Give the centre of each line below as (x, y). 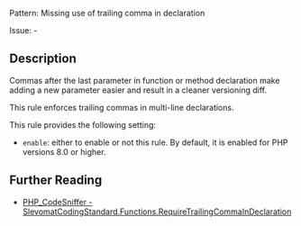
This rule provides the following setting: (82, 124)
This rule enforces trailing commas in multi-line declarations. (122, 107)
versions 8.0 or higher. (64, 151)
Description (43, 59)
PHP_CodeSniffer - (57, 202)
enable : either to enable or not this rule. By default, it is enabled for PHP (155, 142)
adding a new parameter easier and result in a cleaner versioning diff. (138, 90)
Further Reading (56, 181)
